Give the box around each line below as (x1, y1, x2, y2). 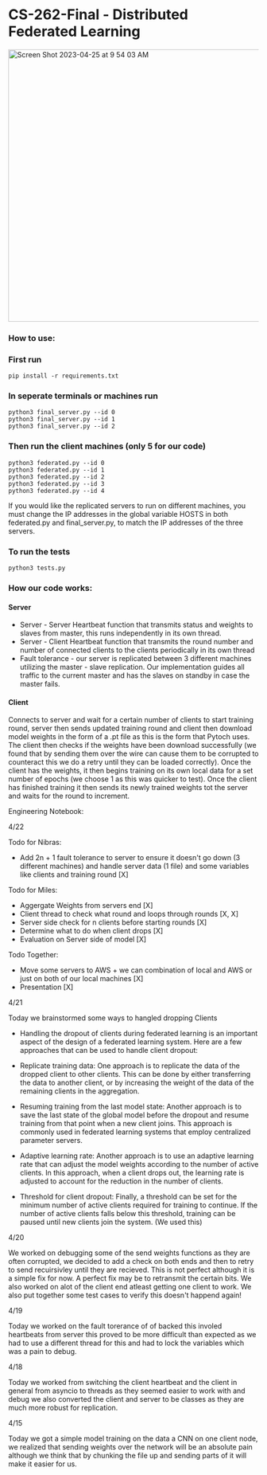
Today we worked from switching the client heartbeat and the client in (8, 1378, 238, 1387)
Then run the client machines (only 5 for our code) (8, 440, 207, 452)
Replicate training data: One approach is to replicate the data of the (19, 1061, 240, 1070)
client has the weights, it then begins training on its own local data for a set (8, 766, 253, 776)
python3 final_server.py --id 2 (8, 422, 115, 431)
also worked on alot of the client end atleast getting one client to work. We (8, 1282, 252, 1292)
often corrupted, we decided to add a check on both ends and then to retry (8, 1257, 254, 1266)
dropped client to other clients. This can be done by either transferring (19, 1070, 251, 1079)
